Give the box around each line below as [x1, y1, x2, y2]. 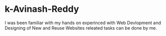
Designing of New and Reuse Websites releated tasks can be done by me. [4, 25, 157, 31]
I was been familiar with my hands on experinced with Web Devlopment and [4, 20, 161, 26]
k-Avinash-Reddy [4, 3, 79, 15]
